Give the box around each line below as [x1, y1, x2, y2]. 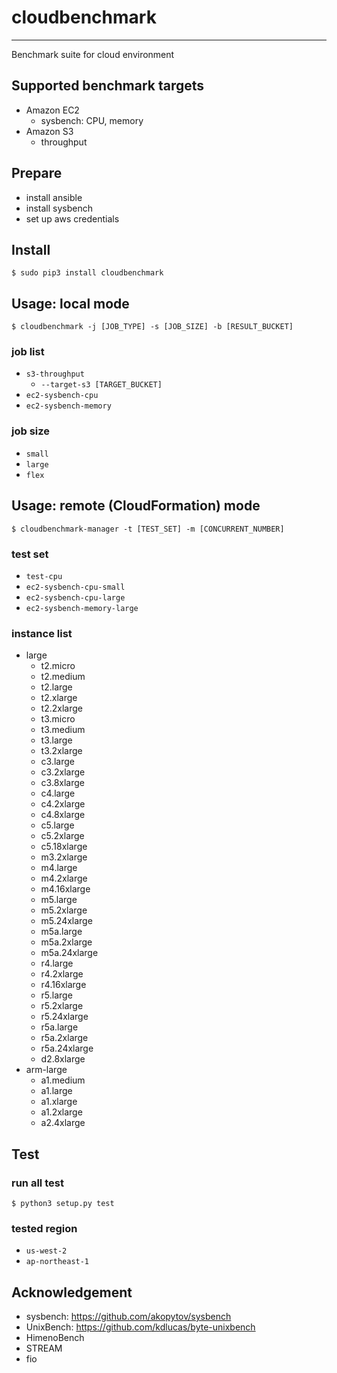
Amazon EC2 [25, 104, 80, 116]
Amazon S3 [25, 125, 74, 137]
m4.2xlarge [40, 872, 88, 885]
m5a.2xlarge [40, 936, 93, 948]
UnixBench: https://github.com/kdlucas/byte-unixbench [25, 1321, 256, 1333]
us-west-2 [25, 1246, 68, 1256]
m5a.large [40, 926, 83, 938]
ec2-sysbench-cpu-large [25, 592, 126, 603]
